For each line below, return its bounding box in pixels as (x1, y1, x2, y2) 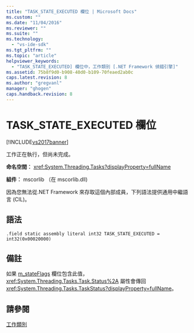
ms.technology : (6, 36, 44, 42)
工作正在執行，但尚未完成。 (6, 150, 74, 157)
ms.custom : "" (6, 14, 41, 20)
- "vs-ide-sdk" (11, 42, 49, 48)
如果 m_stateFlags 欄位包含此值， (6, 270, 88, 277)
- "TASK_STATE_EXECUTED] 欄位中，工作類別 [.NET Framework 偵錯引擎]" (11, 63, 179, 70)
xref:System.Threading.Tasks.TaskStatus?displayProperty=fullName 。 (6, 285, 177, 292)
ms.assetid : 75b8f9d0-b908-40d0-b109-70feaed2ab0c (6, 69, 134, 75)
